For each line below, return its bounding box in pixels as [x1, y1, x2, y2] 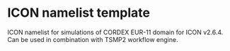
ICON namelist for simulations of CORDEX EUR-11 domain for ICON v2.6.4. [7, 28, 224, 36]
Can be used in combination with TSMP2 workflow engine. [7, 35, 178, 43]
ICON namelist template [7, 5, 151, 21]
